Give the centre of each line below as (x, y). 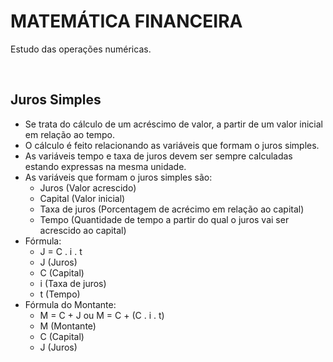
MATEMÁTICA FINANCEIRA (126, 21)
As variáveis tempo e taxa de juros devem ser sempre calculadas (158, 156)
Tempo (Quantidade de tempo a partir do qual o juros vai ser (164, 219)
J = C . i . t (61, 251)
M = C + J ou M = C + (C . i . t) (102, 315)
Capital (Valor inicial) (82, 198)
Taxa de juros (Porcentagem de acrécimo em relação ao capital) (172, 209)
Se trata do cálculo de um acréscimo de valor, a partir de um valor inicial (173, 124)
